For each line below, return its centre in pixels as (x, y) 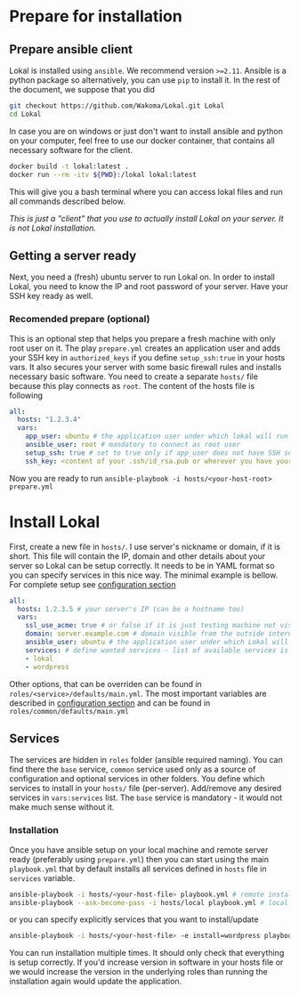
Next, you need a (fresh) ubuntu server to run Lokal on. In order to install (142, 277)
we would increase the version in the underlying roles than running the (139, 972)
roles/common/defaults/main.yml (69, 711)
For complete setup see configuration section (93, 584)
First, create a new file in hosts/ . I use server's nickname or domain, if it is (145, 546)
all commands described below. (68, 201)
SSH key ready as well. (51, 296)
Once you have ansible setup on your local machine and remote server (139, 849)
